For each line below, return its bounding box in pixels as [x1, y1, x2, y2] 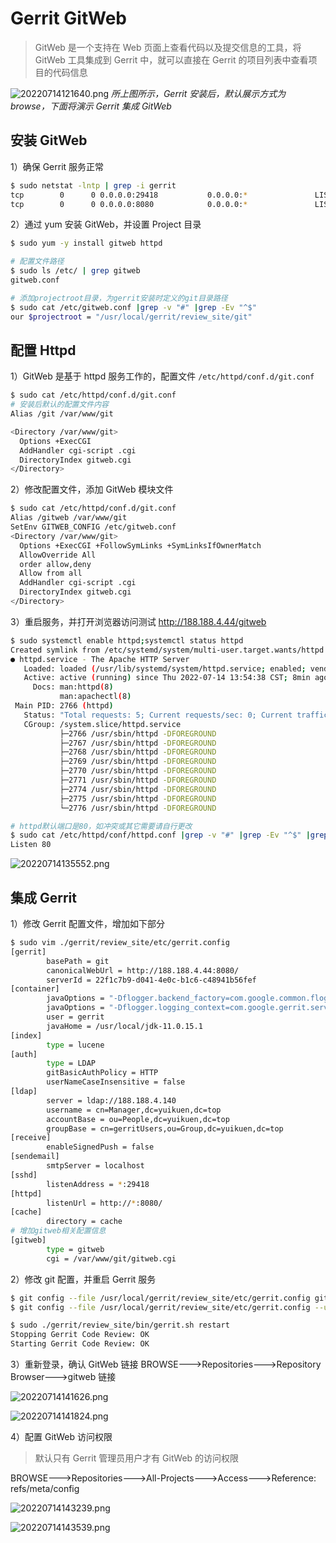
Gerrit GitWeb [10, 7, 128, 30]
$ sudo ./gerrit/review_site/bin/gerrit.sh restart [10, 1320, 230, 1331]
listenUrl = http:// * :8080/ [46, 1198, 163, 1208]
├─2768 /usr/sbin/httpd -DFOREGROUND [59, 747, 217, 757]
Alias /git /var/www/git [10, 409, 114, 419]
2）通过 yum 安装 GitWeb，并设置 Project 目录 [10, 218, 202, 231]
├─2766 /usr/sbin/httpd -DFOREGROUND [59, 728, 217, 739]
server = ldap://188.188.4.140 [46, 1095, 177, 1106]
